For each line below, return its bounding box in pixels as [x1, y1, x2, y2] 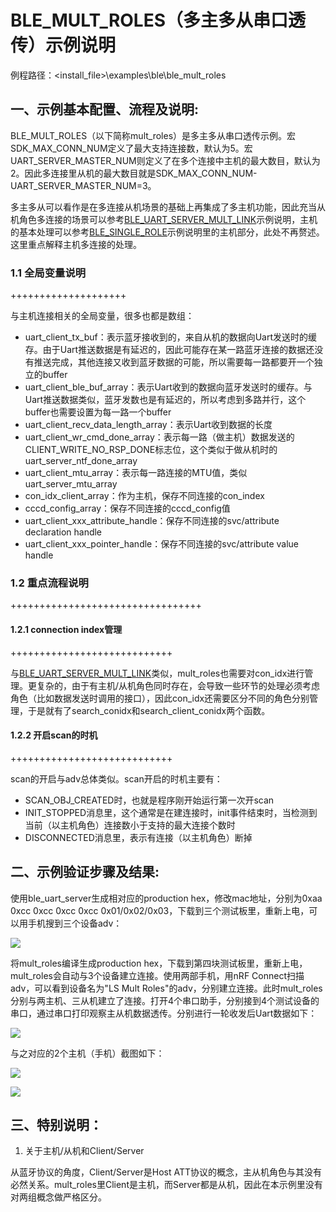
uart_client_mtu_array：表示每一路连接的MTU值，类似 [24, 467, 248, 479]
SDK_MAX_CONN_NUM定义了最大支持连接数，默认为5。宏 [10, 142, 253, 154]
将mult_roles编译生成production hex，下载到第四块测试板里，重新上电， [10, 957, 308, 969]
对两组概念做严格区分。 [10, 1191, 107, 1203]
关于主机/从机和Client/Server [24, 1145, 145, 1157]
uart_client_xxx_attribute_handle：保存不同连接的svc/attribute [24, 515, 280, 527]
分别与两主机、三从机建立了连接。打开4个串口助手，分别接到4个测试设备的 [10, 994, 320, 1006]
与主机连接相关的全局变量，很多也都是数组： [10, 310, 195, 322]
